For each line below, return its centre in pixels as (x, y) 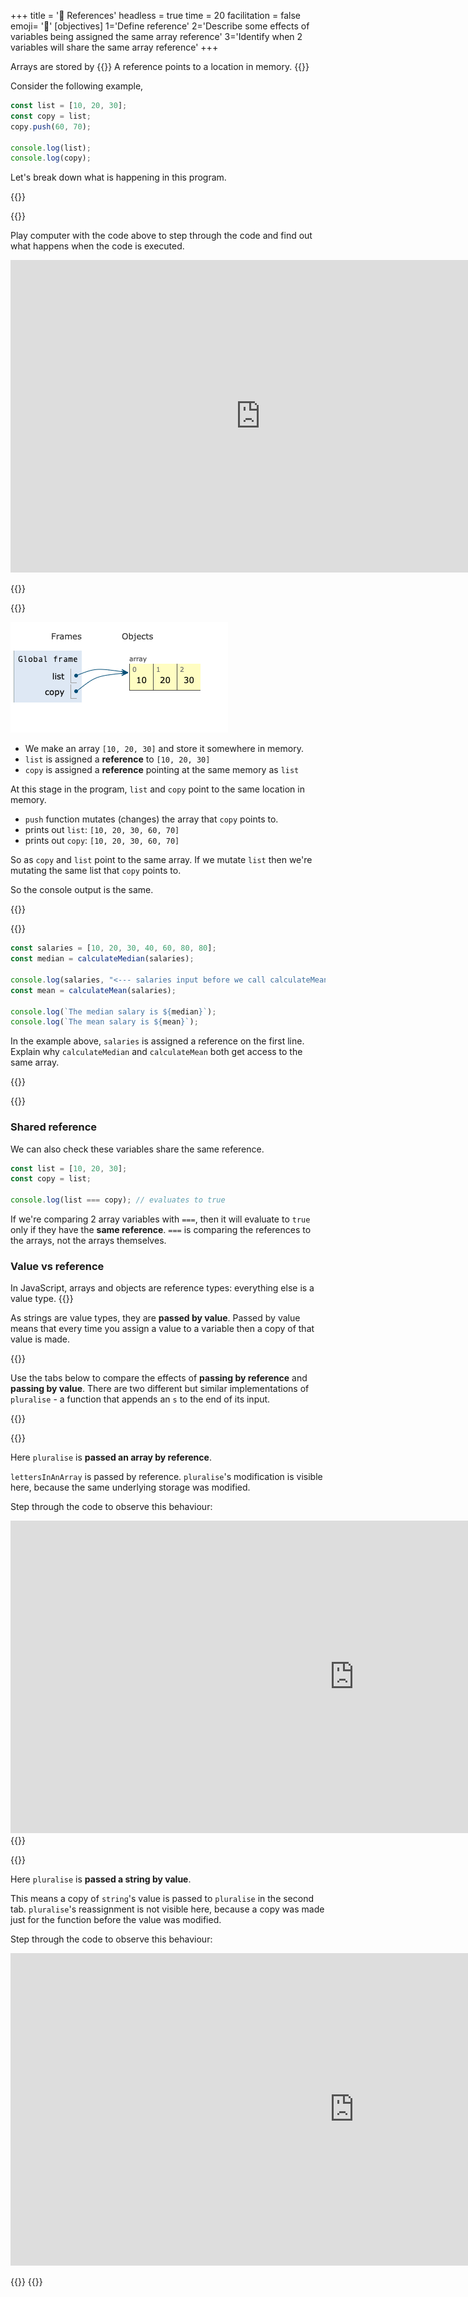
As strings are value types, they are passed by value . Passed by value (155, 1318)
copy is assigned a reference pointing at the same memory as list (162, 770)
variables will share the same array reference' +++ (114, 47)
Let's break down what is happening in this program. (118, 177)
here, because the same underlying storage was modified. (130, 1487)
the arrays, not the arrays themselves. (88, 1241)
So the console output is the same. (82, 890)
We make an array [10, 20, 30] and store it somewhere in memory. (164, 749)
